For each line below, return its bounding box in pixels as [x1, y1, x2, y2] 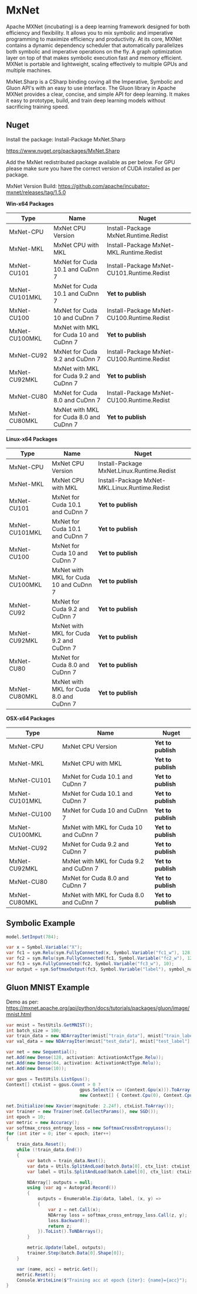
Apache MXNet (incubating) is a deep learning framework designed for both [6, 23, 191, 30]
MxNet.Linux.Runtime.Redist [97, 466, 176, 475]
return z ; [47, 1223, 72, 1229]
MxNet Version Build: [6, 182, 57, 189]
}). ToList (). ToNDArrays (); [37, 1229, 104, 1235]
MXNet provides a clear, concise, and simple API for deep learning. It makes [6, 91, 190, 98]
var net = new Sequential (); [6, 1049, 77, 1055]
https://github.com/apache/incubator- [58, 182, 150, 189]
